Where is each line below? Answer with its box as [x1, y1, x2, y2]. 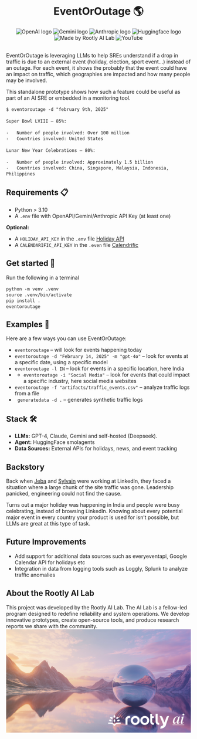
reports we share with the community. [6, 622, 98, 629]
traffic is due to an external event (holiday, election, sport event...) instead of [6, 58, 191, 65]
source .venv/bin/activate [6, 291, 72, 298]
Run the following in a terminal [6, 274, 79, 281]
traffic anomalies [14, 571, 56, 578]
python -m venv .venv [6, 286, 59, 292]
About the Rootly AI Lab [6, 588, 95, 598]
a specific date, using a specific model [14, 359, 108, 366]
